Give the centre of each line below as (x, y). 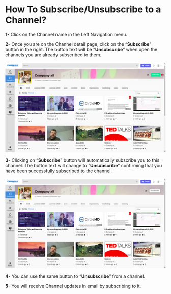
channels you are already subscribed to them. (53, 55)
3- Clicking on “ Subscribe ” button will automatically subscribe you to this (82, 160)
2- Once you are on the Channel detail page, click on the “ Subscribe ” (78, 44)
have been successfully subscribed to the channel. (59, 171)
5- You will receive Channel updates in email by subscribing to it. (73, 286)
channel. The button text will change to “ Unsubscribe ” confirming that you (84, 165)
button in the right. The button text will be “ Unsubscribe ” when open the (81, 49)
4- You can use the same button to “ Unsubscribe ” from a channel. (75, 276)
